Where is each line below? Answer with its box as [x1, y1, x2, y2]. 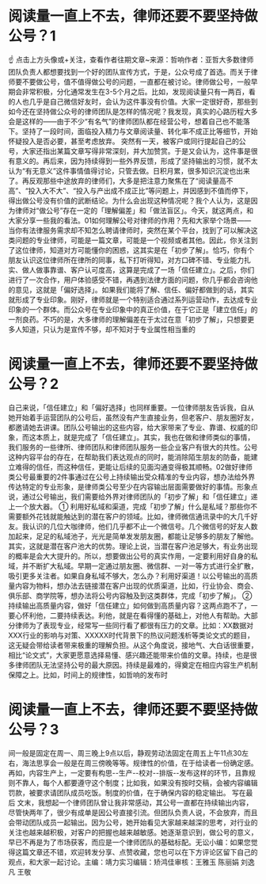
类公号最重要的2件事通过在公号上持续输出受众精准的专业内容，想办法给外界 [8, 472, 256, 482]
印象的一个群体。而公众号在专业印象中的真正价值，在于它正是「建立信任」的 [8, 304, 258, 314]
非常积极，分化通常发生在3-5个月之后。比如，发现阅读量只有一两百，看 [21, 86, 256, 96]
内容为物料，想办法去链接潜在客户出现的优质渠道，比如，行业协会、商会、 [14, 581, 258, 590]
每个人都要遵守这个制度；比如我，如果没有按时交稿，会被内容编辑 [42, 778, 258, 787]
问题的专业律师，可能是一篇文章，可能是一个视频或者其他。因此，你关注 [14, 235, 251, 245]
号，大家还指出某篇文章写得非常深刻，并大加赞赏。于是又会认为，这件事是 [8, 146, 251, 155]
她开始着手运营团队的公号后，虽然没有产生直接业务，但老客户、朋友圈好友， [8, 413, 258, 422]
